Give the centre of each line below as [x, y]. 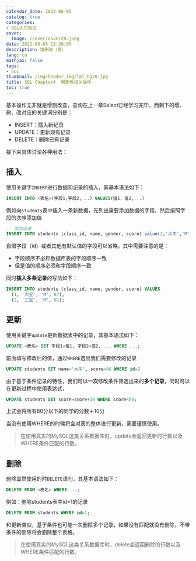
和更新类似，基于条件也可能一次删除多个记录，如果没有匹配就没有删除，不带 [98, 525]
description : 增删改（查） [36, 50]
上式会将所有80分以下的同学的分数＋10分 [55, 411]
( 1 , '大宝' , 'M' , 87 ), [38, 295]
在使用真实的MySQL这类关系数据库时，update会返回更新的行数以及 [101, 436]
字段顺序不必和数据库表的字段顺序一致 [60, 259]
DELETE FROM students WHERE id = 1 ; [48, 513]
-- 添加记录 [19, 229]
